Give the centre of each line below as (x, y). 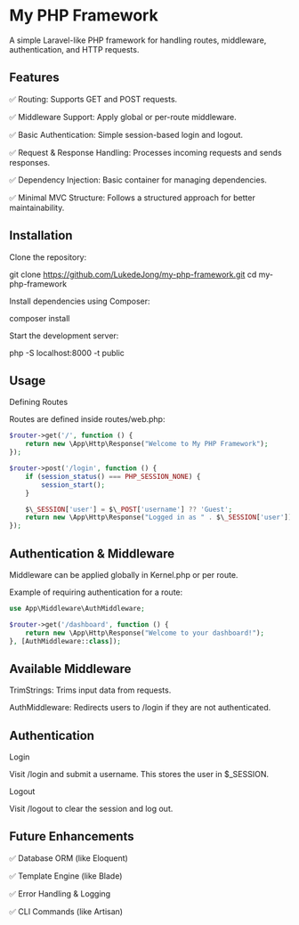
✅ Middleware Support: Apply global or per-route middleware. (123, 117)
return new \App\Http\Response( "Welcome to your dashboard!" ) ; (145, 633)
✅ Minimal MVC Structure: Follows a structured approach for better (132, 198)
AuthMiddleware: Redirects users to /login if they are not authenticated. (140, 708)
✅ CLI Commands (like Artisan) (66, 911)
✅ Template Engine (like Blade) (66, 876)
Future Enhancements (72, 836)
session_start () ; (73, 485)
